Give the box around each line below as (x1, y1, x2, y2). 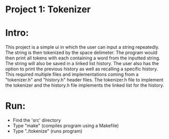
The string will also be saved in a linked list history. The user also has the (5, 61, 159, 67)
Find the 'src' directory (12, 117, 61, 124)
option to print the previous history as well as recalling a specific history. (5, 66, 158, 72)
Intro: (5, 27, 29, 39)
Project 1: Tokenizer (5, 4, 91, 15)
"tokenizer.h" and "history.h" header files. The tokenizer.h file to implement (5, 77, 164, 83)
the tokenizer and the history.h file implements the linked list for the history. (5, 82, 164, 88)
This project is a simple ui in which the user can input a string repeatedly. (5, 44, 160, 50)
